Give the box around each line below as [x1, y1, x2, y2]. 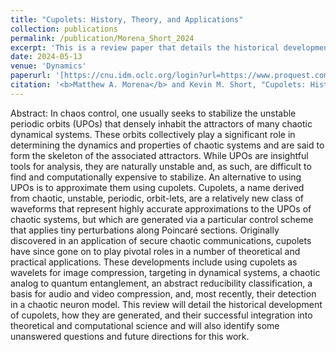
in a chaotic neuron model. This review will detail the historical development [10, 298, 323, 310]
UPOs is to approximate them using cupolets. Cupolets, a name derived [10, 181, 305, 193]
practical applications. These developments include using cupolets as [10, 256, 298, 268]
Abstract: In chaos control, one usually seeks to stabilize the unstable [10, 107, 297, 119]
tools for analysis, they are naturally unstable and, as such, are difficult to [10, 160, 312, 172]
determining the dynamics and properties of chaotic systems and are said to [10, 139, 325, 151]
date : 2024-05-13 [10, 52, 83, 62]
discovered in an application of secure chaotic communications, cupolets [10, 234, 312, 246]
